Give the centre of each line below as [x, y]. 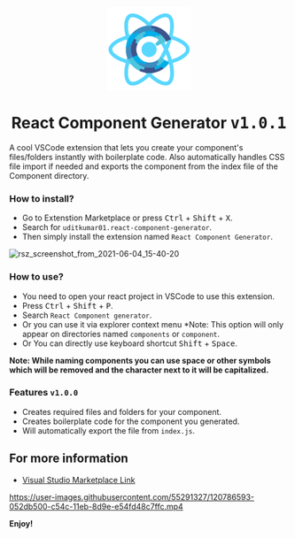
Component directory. [49, 175]
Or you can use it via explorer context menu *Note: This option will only [153, 324]
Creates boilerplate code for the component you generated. [131, 421]
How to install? [42, 198]
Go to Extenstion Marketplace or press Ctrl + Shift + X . [127, 218]
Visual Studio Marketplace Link [78, 480]
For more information [69, 459]
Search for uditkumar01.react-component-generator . [117, 227]
